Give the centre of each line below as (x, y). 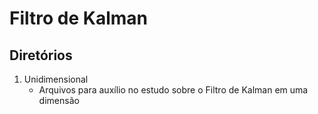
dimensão (59, 100)
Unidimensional (56, 79)
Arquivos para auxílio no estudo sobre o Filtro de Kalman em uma (173, 90)
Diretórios (41, 55)
